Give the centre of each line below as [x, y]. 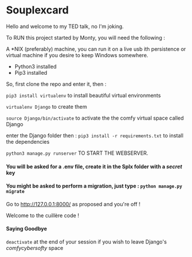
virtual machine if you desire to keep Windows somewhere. [77, 55]
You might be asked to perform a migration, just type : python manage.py [94, 186]
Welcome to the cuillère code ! [43, 215]
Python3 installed [35, 66]
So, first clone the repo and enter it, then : [56, 84]
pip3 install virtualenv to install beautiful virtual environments [83, 95]
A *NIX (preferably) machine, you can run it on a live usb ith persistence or [96, 49]
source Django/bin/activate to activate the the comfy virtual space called [95, 118]
